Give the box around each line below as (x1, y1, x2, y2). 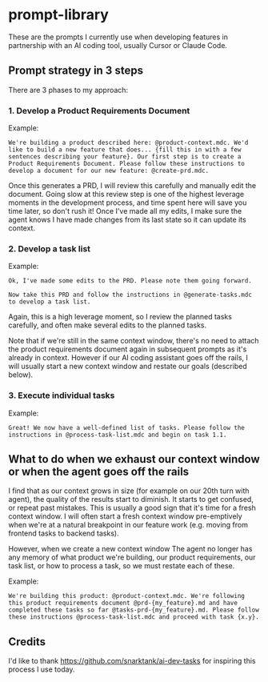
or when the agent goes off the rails (8, 465, 190, 479)
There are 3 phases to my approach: (8, 85, 129, 94)
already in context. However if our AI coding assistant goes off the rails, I (8, 353, 248, 363)
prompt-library (8, 6, 110, 24)
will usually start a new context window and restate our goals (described (8, 362, 247, 371)
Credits (8, 635, 46, 648)
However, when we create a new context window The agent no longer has (8, 544, 253, 554)
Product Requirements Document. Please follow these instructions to (8, 160, 246, 168)
